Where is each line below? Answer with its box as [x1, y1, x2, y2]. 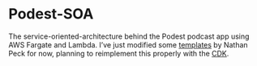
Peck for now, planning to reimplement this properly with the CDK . [8, 48, 229, 58]
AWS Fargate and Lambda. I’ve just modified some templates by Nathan [8, 39, 249, 49]
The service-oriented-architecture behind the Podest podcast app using [8, 31, 250, 41]
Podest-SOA [8, 5, 94, 23]
